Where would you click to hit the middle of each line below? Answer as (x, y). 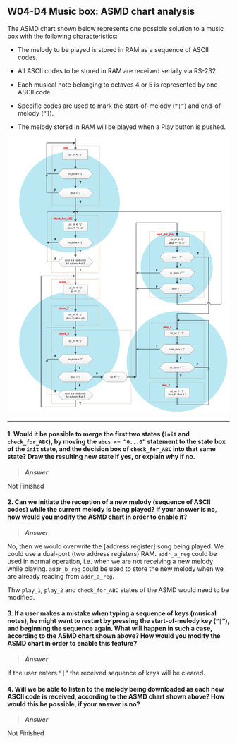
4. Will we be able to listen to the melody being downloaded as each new (116, 689)
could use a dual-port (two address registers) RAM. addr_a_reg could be (112, 553)
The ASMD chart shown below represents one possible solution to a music (116, 28)
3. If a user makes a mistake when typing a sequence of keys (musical (112, 613)
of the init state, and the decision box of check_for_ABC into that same (112, 449)
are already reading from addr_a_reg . (61, 576)
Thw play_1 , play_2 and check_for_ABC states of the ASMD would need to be (118, 590)
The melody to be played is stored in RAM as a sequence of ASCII (113, 49)
